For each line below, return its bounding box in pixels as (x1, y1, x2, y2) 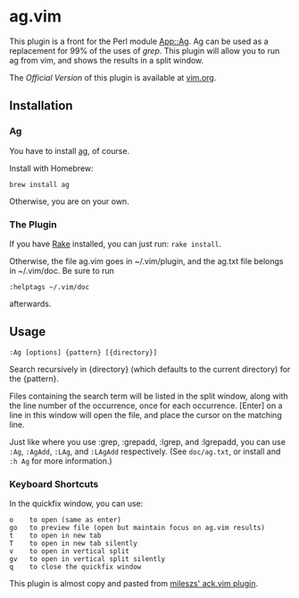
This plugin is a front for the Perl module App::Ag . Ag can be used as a (9, 36, 270, 47)
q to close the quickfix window (9, 562, 142, 572)
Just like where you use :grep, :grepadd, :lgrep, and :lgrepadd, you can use (9, 436, 286, 447)
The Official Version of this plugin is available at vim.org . (9, 72, 217, 82)
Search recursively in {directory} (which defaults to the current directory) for (9, 363, 291, 374)
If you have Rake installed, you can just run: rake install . (9, 238, 221, 249)
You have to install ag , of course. (9, 145, 130, 156)
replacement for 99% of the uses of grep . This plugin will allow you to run (9, 45, 280, 56)
